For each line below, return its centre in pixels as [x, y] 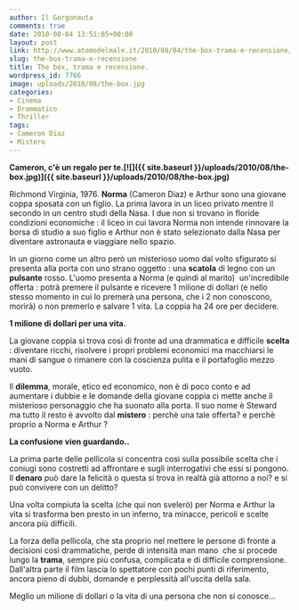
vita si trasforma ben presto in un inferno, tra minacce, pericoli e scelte [139, 514]
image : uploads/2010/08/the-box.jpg [77, 84]
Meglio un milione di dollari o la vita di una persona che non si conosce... [142, 596]
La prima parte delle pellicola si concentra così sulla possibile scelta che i [144, 458]
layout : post [33, 42]
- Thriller [29, 117]
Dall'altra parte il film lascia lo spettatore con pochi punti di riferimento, [139, 569]
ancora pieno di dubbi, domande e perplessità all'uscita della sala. [130, 578]
